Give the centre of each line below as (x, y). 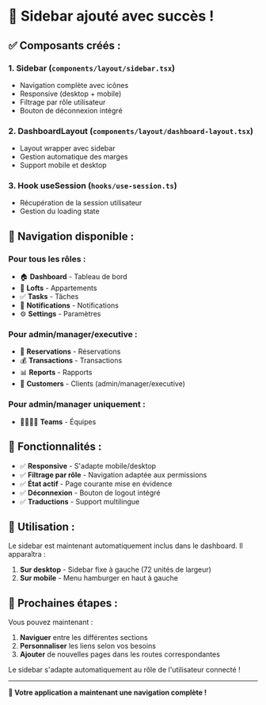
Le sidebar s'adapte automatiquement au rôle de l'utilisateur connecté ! (124, 670)
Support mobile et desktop (63, 165)
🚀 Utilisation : (42, 527)
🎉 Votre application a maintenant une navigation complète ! (108, 692)
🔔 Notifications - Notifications (69, 305)
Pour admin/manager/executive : (73, 335)
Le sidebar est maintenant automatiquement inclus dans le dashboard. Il (125, 546)
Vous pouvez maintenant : (51, 623)
